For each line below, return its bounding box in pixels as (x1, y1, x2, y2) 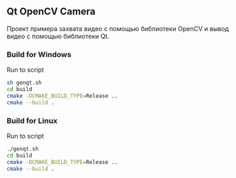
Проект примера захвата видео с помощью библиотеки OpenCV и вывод (6, 24, 230, 32)
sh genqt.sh (6, 79, 42, 87)
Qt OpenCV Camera (6, 6, 96, 18)
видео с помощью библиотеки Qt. (6, 32, 110, 40)
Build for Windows (6, 49, 72, 59)
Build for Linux (6, 116, 58, 126)
